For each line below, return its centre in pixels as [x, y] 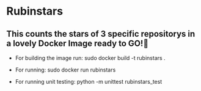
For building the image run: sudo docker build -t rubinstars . [90, 58]
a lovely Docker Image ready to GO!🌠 [77, 43]
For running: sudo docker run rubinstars [65, 70]
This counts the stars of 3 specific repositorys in [101, 34]
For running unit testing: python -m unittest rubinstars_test [89, 82]
